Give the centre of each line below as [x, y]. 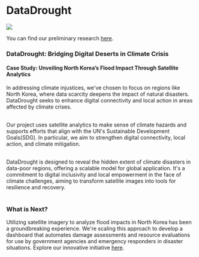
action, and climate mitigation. [43, 144]
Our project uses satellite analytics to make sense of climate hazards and [97, 125]
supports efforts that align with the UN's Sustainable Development [88, 131]
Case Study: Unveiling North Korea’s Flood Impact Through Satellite [92, 68]
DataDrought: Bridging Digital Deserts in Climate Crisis [88, 53]
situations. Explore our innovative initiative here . [65, 248]
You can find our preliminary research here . [60, 38]
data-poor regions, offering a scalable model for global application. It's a [96, 168]
